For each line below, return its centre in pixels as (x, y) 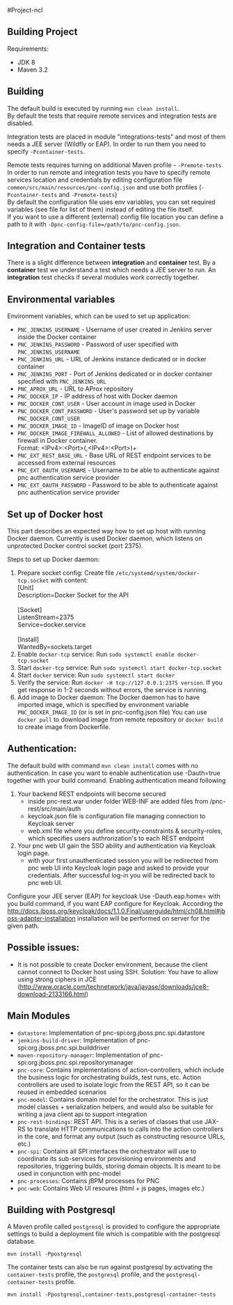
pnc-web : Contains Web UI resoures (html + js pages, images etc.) (111, 1188)
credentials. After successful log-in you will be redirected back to (121, 875)
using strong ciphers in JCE (57, 979)
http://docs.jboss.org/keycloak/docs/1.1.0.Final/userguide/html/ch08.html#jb (116, 911)
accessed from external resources (66, 463)
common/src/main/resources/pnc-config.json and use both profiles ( (104, 187)
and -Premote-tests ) (88, 194)
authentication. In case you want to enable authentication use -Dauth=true (114, 773)
